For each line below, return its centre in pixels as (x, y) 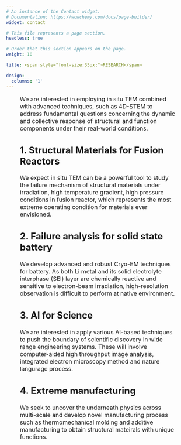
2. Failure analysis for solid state (91, 237)
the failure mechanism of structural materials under (90, 185)
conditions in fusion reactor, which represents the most (95, 200)
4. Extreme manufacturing (78, 391)
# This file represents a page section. (56, 33)
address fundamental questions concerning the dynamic (97, 114)
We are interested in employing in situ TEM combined (93, 99)
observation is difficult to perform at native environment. (97, 293)
